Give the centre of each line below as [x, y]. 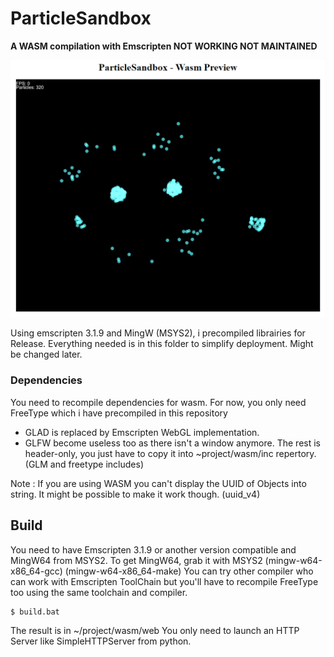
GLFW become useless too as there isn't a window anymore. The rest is [172, 443]
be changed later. [46, 354]
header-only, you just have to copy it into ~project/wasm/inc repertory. [170, 453]
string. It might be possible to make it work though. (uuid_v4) [135, 494]
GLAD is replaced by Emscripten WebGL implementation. [142, 432]
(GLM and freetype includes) [84, 464]
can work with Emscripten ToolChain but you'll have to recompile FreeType [164, 581]
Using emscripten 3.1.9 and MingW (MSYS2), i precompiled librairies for [158, 333]
